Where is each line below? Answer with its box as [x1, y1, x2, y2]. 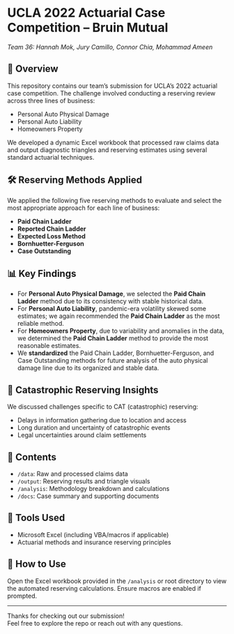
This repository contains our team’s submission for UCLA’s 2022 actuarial [7, 82, 218, 90]
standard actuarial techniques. [7, 153, 95, 161]
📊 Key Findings [7, 267, 77, 280]
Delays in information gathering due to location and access [17, 416, 187, 425]
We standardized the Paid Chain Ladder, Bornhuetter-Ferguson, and [17, 349, 214, 357]
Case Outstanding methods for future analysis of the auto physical [17, 356, 208, 365]
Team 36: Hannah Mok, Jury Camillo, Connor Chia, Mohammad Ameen [7, 43, 213, 51]
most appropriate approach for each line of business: [7, 204, 160, 212]
